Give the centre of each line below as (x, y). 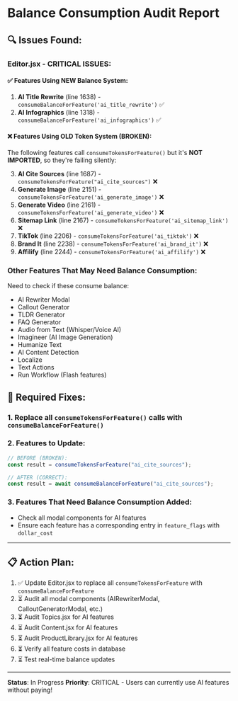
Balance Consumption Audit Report (113, 13)
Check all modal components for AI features (82, 518)
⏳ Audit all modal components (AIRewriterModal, (89, 599)
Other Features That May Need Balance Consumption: (102, 270)
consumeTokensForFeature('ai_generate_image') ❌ (91, 197)
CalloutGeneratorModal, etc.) (60, 609)
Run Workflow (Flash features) (62, 375)
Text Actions (36, 367)
